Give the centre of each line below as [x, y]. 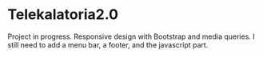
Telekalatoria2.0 [63, 15]
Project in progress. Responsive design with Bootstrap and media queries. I [131, 36]
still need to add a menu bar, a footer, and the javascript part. [108, 44]
